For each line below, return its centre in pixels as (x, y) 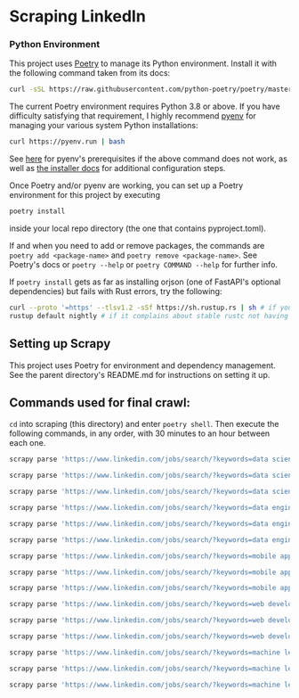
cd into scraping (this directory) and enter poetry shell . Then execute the (144, 424)
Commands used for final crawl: (100, 403)
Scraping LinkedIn (78, 16)
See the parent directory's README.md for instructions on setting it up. (140, 374)
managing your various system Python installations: (104, 126)
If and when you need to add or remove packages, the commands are (137, 246)
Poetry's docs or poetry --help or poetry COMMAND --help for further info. (144, 265)
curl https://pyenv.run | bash (67, 142)
